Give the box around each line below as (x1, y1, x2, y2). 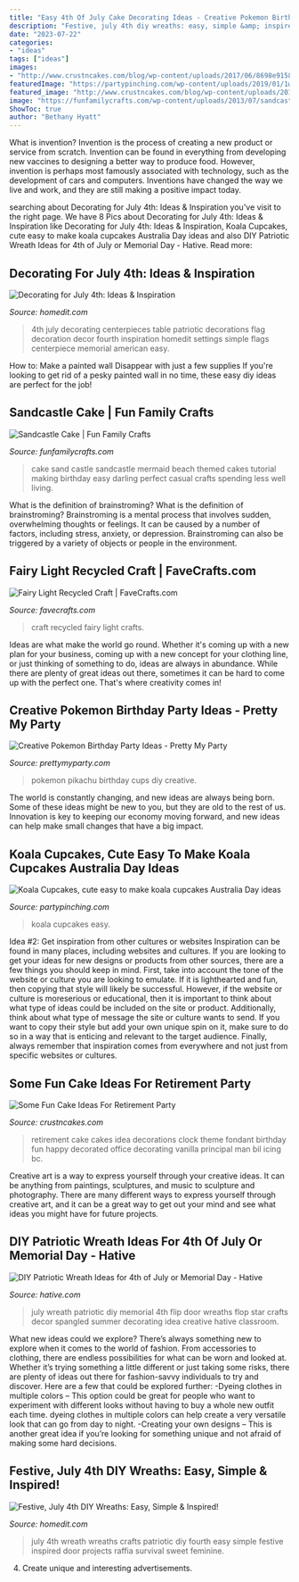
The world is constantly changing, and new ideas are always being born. (9, 792, 275, 803)
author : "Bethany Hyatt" (9, 112, 101, 121)
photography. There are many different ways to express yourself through (9, 1189, 276, 1200)
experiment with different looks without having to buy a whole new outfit (9, 1399, 274, 1411)
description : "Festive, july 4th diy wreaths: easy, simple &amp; (9, 21, 261, 30)
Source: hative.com (9, 1289, 81, 1300)
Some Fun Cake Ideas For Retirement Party (9, 1076, 252, 1091)
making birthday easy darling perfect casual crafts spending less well (30, 472, 287, 483)
